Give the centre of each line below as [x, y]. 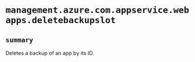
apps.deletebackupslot [61, 21]
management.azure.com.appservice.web [97, 10]
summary [19, 40]
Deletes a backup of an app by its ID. [50, 53]
